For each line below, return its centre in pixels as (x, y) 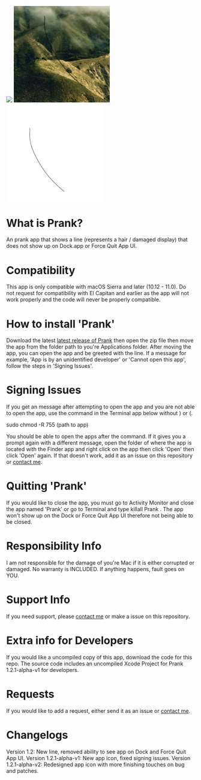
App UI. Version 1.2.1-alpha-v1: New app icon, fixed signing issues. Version (98, 758)
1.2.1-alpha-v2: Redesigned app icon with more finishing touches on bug (95, 764)
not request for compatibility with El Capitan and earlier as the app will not (97, 293)
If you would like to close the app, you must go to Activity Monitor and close (100, 503)
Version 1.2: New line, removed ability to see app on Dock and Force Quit (96, 751)
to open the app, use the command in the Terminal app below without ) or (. (100, 413)
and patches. (22, 770)
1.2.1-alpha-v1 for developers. (43, 670)
